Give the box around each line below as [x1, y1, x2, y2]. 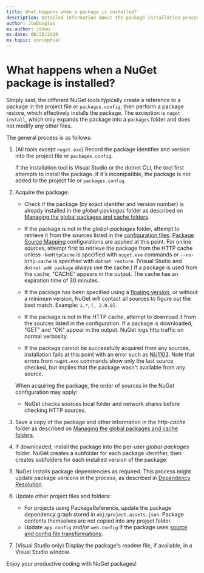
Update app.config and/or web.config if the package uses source [24, 523, 188, 530]
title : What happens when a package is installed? [6, 9, 137, 15]
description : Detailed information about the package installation [6, 15, 181, 21]
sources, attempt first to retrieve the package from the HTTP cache [24, 244, 193, 252]
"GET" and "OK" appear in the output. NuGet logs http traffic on [24, 326, 184, 333]
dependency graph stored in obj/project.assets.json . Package [24, 510, 184, 518]
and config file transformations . [24, 530, 103, 537]
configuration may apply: [15, 388, 78, 396]
